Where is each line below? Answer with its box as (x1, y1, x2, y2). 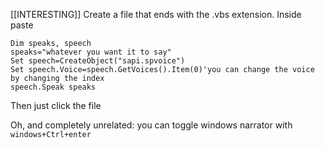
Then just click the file (10, 100, 102, 111)
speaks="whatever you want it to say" (10, 47, 172, 57)
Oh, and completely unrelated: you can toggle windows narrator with (10, 119, 293, 131)
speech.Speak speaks (10, 82, 97, 92)
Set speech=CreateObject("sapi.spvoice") (10, 56, 186, 66)
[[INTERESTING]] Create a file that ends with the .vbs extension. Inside (10, 9, 302, 20)
